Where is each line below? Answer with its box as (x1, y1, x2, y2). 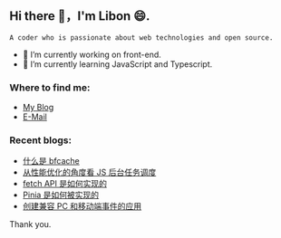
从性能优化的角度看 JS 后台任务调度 (22, 167, 157, 178)
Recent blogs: (9, 134, 73, 147)
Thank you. (9, 219, 52, 230)
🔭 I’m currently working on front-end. (22, 49, 161, 60)
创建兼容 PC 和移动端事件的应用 (22, 201, 142, 212)
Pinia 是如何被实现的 (22, 189, 100, 201)
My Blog (22, 102, 54, 113)
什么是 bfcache (22, 156, 80, 167)
